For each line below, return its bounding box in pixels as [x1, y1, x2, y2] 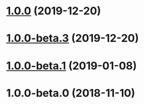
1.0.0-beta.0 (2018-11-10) [6, 86, 136, 100]
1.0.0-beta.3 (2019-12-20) [6, 32, 139, 45]
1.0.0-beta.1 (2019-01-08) [6, 59, 137, 72]
